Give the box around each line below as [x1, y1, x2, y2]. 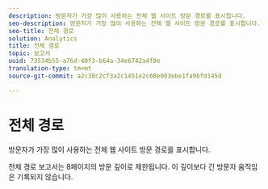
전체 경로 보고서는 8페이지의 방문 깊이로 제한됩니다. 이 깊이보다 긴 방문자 [8, 162, 237, 171]
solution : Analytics [8, 34, 78, 43]
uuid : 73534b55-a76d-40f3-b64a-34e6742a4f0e [8, 57, 161, 65]
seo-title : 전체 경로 [8, 27, 74, 35]
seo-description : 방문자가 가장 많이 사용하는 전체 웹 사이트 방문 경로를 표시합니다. [8, 19, 261, 27]
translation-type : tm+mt [8, 65, 92, 73]
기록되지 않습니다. [16, 171, 73, 182]
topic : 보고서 [8, 49, 51, 57]
